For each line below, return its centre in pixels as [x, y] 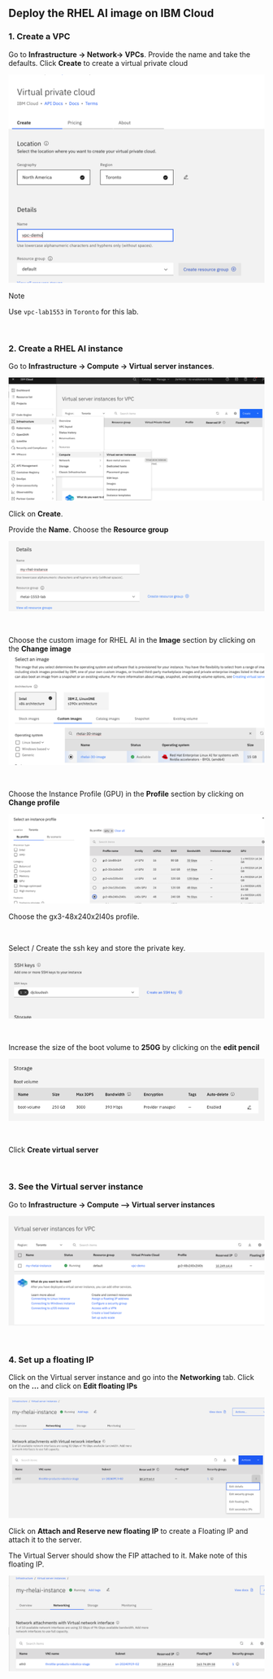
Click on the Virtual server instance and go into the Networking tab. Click [131, 1378]
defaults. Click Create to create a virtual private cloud [98, 63]
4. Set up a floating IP [52, 1360]
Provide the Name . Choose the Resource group [89, 530]
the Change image [40, 649]
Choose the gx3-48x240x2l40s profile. [74, 916]
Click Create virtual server [54, 1150]
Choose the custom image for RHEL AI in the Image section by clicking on [132, 640]
